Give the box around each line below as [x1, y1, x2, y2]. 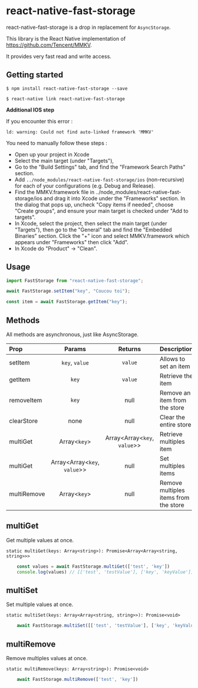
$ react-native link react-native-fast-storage [6, 96, 126, 101]
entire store [159, 421, 192, 428]
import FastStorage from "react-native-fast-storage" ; [6, 277, 144, 284]
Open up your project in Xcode [14, 150, 90, 158]
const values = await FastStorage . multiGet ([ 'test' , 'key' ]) [16, 563, 170, 569]
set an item [159, 362, 190, 370]
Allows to [159, 355, 186, 363]
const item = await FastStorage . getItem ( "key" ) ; [6, 299, 128, 305]
